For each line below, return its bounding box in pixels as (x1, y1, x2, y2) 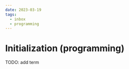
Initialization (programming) (5, 43, 124, 54)
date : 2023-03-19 (5, 7, 42, 12)
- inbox (10, 16, 26, 21)
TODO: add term (5, 59, 39, 65)
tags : (5, 12, 17, 17)
